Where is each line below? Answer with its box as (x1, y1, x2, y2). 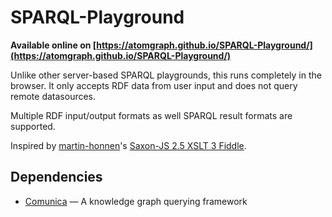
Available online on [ (10, 39, 97, 51)
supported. (10, 120, 56, 132)
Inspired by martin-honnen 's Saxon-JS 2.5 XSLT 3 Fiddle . (10, 139, 247, 151)
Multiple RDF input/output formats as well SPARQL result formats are (10, 109, 293, 121)
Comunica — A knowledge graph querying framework (24, 195, 248, 207)
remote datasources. (10, 90, 97, 102)
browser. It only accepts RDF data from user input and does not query (10, 79, 298, 91)
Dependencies (10, 169, 103, 186)
